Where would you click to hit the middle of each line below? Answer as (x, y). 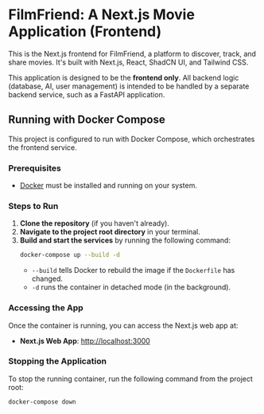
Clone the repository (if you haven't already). (94, 223)
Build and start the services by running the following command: (125, 240)
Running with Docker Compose (87, 120)
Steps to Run (33, 206)
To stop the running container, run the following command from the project (130, 379)
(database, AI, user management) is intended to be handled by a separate (129, 86)
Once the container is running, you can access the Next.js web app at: (123, 325)
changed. (47, 279)
